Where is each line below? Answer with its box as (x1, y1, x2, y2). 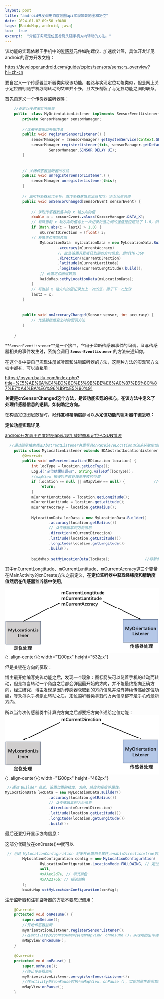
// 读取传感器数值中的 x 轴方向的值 (31, 209, 96, 215)
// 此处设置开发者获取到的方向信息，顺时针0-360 (57, 251, 144, 256)
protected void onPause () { (14, 958, 71, 964)
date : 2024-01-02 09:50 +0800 (5, 18, 67, 23)
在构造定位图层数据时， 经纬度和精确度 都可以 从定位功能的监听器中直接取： (5, 412, 155, 418)
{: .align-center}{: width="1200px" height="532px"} (5, 654, 109, 660)
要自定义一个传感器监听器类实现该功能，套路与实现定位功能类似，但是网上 (5, 80, 155, 85)
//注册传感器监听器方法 (22, 127, 63, 132)
